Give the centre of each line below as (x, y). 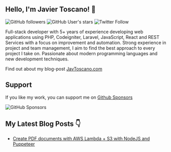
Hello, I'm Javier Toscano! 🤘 (51, 9)
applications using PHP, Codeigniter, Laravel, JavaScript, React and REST (82, 37)
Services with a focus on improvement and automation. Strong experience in (86, 42)
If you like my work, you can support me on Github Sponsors (69, 97)
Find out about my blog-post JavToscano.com (54, 69)
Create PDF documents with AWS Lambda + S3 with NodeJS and (81, 139)
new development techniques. (37, 59)
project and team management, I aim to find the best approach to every (80, 48)
